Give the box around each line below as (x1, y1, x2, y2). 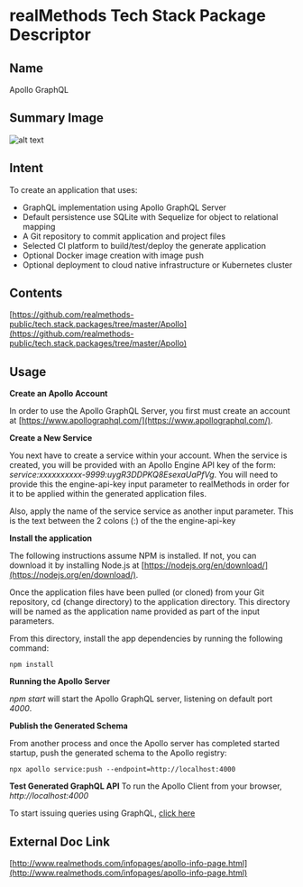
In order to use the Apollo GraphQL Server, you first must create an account (9, 406, 290, 416)
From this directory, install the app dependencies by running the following (9, 633, 283, 645)
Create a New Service (9, 433, 93, 443)
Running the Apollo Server (9, 676, 111, 687)
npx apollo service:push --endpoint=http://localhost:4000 (9, 765, 236, 774)
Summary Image (9, 110, 104, 126)
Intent (9, 160, 43, 176)
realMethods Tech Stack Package (9, 5, 266, 26)
